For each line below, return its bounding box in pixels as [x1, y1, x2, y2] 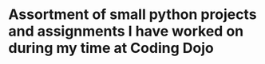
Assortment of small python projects [8, 6, 257, 24]
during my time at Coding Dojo [8, 40, 214, 57]
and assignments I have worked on [8, 22, 244, 40]
